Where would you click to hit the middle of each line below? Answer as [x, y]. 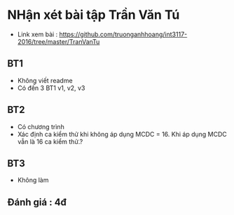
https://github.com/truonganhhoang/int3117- [123, 34]
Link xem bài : [37, 34]
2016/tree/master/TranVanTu [58, 41]
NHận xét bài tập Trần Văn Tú [94, 15]
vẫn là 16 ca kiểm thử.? [50, 141]
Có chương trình [41, 126]
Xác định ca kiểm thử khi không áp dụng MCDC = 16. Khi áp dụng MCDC [122, 134]
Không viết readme [45, 80]
